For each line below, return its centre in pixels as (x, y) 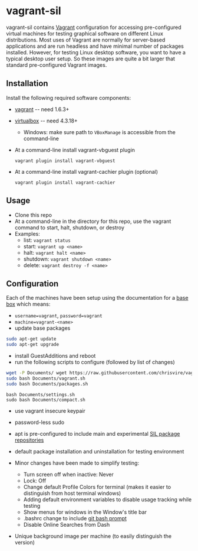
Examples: (27, 234)
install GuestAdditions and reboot (55, 356)
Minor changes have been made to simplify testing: (77, 463)
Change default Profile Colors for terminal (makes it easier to (97, 487)
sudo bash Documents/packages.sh (47, 384)
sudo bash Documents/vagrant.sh (46, 378)
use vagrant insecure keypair (50, 411)
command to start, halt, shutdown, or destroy (70, 227)
